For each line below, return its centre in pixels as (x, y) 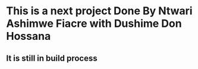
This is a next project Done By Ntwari (99, 11)
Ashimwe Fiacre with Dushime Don (94, 23)
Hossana (29, 36)
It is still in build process (52, 58)
